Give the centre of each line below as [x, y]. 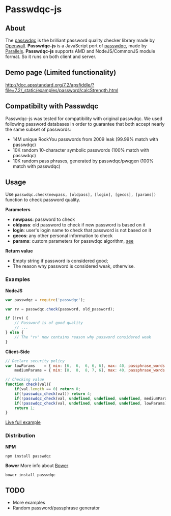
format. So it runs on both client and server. [51, 56]
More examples [29, 503]
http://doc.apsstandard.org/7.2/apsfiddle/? [50, 84]
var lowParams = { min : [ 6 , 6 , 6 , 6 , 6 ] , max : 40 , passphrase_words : [86, 366]
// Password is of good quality [49, 323]
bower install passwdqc [31, 475]
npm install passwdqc [28, 456]
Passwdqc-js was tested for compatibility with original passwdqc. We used [84, 119]
